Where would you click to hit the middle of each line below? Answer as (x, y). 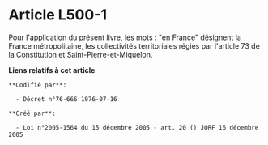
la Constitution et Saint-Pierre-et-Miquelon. (81, 54)
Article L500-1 (58, 15)
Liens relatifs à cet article (52, 70)
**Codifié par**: (38, 85)
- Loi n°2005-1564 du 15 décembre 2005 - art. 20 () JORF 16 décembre (137, 127)
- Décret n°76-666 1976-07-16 (66, 99)
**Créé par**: (32, 113)
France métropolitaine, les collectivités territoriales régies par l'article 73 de (134, 45)
